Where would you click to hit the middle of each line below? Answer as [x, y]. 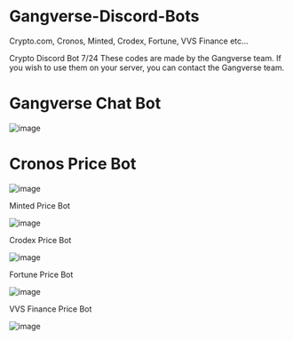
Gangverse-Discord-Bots [104, 16]
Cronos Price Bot [73, 164]
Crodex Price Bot [40, 240]
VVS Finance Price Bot [51, 309]
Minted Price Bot [40, 205]
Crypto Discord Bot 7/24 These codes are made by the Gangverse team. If [145, 58]
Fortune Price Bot [41, 274]
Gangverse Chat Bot [85, 103]
